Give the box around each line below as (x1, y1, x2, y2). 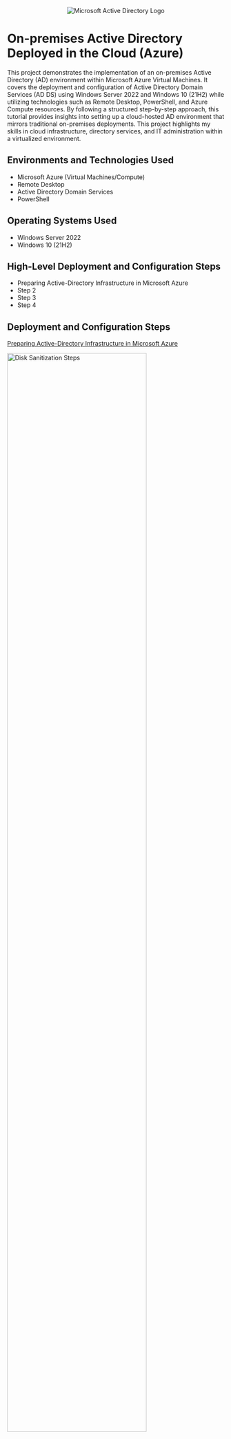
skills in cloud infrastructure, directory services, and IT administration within (7, 127, 223, 135)
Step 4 (17, 301, 37, 309)
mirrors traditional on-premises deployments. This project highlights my (7, 120, 211, 128)
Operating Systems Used (7, 215, 117, 227)
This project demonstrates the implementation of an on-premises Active (7, 68, 212, 76)
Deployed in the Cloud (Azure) (7, 46, 184, 62)
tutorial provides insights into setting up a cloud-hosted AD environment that (7, 112, 225, 120)
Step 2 (17, 286, 37, 295)
